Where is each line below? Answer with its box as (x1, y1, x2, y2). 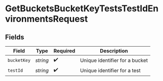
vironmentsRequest (5, 13, 88, 25)
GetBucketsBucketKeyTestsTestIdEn (5, 3, 159, 14)
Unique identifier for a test (80, 67, 141, 74)
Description (100, 48, 128, 54)
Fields (5, 33, 25, 41)
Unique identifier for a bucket (80, 57, 148, 64)
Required (53, 48, 76, 54)
